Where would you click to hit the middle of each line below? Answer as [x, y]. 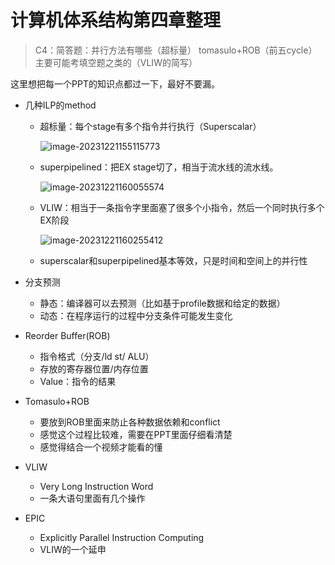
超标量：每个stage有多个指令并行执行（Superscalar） [150, 126]
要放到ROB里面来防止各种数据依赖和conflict [130, 422]
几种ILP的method [60, 105]
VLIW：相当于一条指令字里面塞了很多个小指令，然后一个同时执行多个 [182, 207]
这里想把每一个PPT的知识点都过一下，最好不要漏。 [115, 83]
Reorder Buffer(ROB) [67, 335]
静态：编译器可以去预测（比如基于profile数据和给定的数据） [162, 303]
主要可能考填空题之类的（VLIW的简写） [116, 62]
